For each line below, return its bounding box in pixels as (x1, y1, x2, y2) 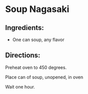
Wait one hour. (5, 83, 35, 89)
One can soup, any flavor (12, 36, 64, 42)
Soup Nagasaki (5, 3, 69, 15)
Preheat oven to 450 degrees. (5, 64, 67, 70)
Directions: (5, 51, 40, 59)
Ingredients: (5, 23, 44, 32)
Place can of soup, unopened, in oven (5, 74, 83, 80)
